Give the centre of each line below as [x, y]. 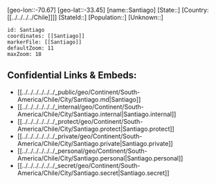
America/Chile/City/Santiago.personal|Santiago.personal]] [100, 158]
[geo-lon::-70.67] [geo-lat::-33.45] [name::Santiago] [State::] [94, 10]
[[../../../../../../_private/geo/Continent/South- [80, 136]
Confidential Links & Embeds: [72, 75]
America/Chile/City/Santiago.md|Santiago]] [79, 99]
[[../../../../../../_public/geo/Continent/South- [79, 92]
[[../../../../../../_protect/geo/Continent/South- [80, 121]
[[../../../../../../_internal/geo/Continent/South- [80, 107]
